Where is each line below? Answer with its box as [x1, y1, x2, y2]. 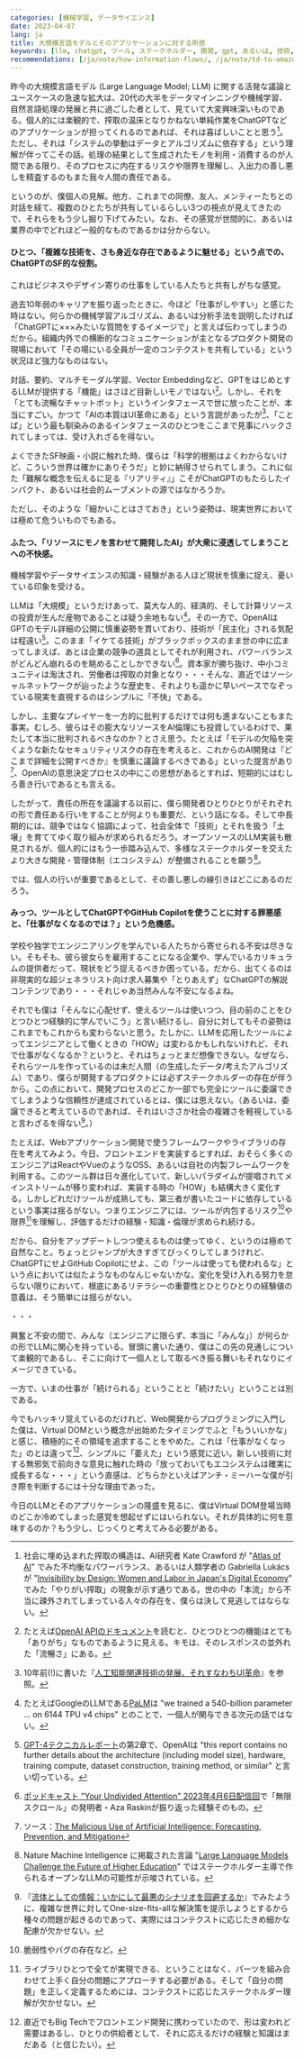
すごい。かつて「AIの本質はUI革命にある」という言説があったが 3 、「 [26, 407, 278, 420]
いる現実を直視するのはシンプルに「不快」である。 [17, 691, 208, 703]
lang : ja [10, 30, 43, 39]
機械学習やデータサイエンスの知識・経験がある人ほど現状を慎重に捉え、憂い [10, 569, 294, 581]
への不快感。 [10, 548, 58, 559]
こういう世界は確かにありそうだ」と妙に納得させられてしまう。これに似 [25, 461, 293, 473]
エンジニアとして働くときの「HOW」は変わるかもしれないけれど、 [25, 1038, 273, 1049]
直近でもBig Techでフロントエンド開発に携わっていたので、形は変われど [22, 2017, 291, 2027]
